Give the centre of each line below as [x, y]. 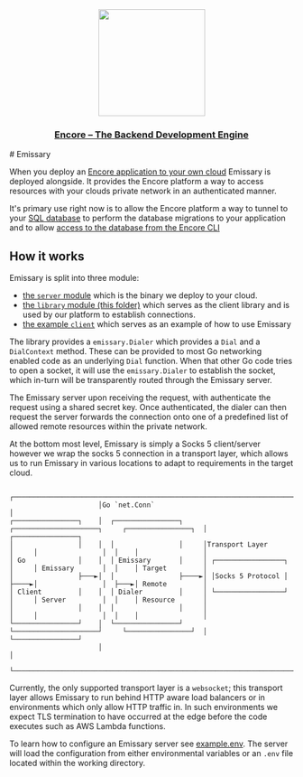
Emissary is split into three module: [74, 278]
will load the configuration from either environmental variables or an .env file [151, 754]
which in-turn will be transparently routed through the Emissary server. [141, 380]
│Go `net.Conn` [126, 505]
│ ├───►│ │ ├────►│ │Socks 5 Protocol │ [149, 576]
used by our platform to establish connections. [109, 314]
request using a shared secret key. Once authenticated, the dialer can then [148, 407]
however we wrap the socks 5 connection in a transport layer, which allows [149, 454]
